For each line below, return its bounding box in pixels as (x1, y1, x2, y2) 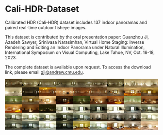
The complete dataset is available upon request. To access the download (5, 64, 151, 70)
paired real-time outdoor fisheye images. (5, 24, 87, 30)
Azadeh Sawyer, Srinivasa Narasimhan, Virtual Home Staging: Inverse (5, 39, 145, 45)
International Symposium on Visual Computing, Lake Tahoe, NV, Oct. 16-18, (5, 50, 155, 55)
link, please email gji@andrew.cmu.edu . (5, 69, 84, 75)
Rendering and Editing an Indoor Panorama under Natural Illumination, (5, 44, 145, 50)
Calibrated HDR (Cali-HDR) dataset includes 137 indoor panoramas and (5, 19, 147, 25)
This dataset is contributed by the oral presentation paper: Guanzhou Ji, (5, 34, 149, 40)
